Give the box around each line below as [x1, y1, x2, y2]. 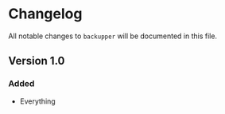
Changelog [8, 5, 83, 23]
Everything [19, 96, 56, 106]
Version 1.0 [8, 54, 65, 68]
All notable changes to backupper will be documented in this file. [8, 31, 217, 41]
